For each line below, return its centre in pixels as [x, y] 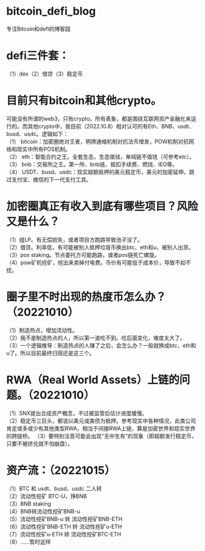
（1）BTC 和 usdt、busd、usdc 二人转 [54, 488]
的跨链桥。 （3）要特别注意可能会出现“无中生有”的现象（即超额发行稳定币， [102, 436]
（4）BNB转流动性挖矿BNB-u [43, 511]
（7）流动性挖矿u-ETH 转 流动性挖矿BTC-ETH [64, 534]
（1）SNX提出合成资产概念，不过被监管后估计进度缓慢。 [77, 413]
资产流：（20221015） [61, 470]
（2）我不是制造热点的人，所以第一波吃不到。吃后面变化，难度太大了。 [96, 338]
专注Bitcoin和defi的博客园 [39, 29]
